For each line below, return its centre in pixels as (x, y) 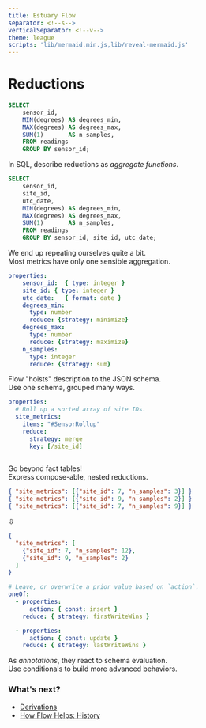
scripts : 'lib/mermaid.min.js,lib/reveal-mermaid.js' (99, 45)
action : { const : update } (73, 638)
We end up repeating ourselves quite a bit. (77, 253)
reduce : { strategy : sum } (70, 364)
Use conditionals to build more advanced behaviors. (93, 669)
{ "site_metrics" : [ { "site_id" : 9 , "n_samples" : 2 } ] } (100, 499)
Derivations (38, 707)
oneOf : (19, 594)
